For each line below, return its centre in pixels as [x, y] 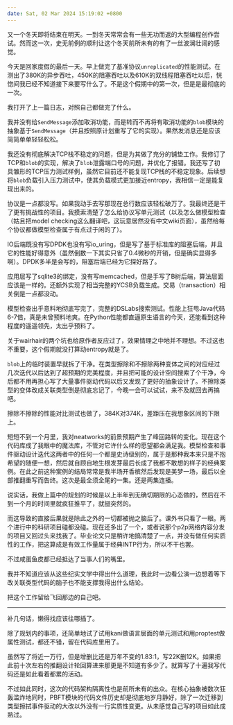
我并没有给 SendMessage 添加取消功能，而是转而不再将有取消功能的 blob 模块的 [115, 121]
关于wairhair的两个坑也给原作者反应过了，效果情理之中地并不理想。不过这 [113, 340]
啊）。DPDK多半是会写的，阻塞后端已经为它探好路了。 [84, 262]
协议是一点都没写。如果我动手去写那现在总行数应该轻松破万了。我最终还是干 [116, 203]
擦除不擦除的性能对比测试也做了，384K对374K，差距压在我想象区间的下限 [113, 413]
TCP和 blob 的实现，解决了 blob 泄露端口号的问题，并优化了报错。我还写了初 [114, 162]
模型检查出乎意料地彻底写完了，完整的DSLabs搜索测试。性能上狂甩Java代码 [116, 308]
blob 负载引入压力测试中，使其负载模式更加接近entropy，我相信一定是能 [116, 180]
